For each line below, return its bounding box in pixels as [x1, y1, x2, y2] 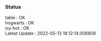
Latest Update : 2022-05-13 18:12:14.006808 [5, 31, 96, 37]
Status [5, 3, 21, 10]
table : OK [5, 15, 26, 21]
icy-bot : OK [5, 25, 30, 31]
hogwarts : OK [5, 20, 34, 26]
